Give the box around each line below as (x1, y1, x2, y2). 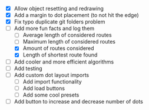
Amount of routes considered (22, 45, 95, 52)
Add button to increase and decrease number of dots (14, 98, 144, 105)
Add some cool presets (22, 91, 80, 98)
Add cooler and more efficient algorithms (14, 58, 114, 65)
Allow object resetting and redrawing (14, 5, 104, 12)
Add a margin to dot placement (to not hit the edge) (14, 12, 139, 19)
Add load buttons (22, 85, 65, 92)
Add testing (14, 65, 42, 72)
